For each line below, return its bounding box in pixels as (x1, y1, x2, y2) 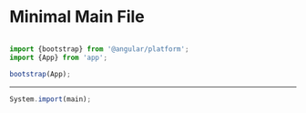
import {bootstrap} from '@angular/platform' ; (9, 44, 189, 54)
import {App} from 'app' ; (9, 53, 107, 62)
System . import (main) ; (9, 94, 92, 104)
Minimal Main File (9, 6, 146, 27)
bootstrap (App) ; (9, 69, 71, 78)
